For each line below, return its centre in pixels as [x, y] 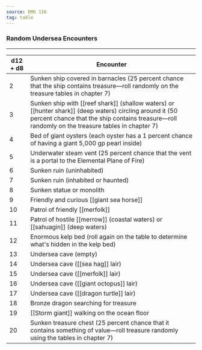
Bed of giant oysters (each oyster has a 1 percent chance [111, 135]
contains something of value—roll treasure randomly [104, 330]
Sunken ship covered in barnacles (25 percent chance [107, 78]
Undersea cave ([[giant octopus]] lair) [84, 283]
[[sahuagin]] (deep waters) [68, 227]
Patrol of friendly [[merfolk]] [70, 209]
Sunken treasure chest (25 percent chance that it [99, 322]
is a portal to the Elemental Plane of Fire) [87, 161]
